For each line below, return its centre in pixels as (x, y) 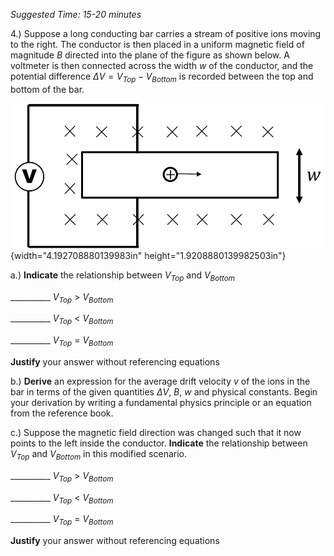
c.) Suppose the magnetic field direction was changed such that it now (156, 432)
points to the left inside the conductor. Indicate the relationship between (159, 443)
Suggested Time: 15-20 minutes (76, 14)
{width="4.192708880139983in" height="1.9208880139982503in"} (148, 255)
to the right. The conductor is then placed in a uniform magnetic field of (157, 44)
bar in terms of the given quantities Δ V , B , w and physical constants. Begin (164, 391)
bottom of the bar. (47, 89)
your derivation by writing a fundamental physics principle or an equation (161, 402)
